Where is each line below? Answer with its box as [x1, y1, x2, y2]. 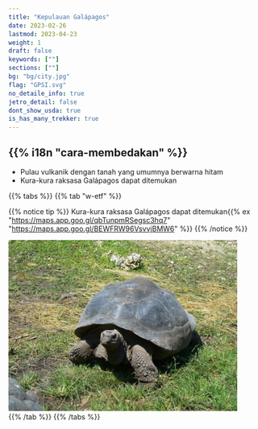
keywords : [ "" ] [8, 56, 60, 64]
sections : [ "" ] [8, 64, 60, 72]
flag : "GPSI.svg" [8, 80, 67, 89]
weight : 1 [8, 39, 42, 47]
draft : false [8, 47, 52, 56]
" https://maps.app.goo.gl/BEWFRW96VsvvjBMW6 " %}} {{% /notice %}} [8, 224, 248, 233]
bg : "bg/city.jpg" [8, 72, 70, 80]
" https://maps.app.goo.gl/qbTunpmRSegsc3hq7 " [8, 215, 171, 225]
